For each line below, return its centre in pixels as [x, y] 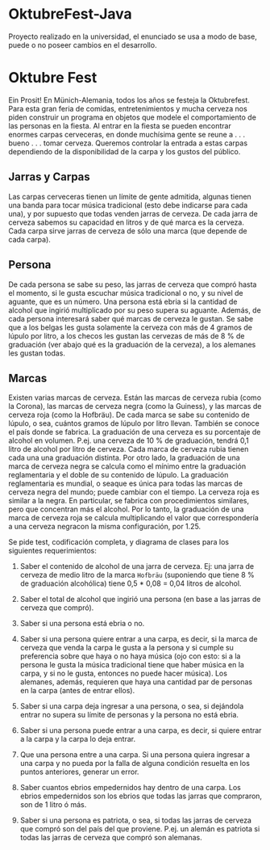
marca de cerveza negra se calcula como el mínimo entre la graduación [127, 466]
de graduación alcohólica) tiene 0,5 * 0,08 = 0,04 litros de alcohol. [131, 583]
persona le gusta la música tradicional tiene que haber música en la [132, 665]
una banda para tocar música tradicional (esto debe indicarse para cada [128, 205]
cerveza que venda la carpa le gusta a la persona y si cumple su [127, 648]
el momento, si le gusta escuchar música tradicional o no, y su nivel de [126, 292]
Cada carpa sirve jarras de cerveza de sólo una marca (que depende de [128, 230]
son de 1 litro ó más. [53, 805]
